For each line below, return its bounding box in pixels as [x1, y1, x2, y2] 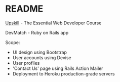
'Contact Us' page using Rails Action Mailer [12, 65, 103, 71]
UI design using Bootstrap [12, 49, 67, 55]
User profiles [12, 60, 40, 66]
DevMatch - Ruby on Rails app [5, 29, 69, 35]
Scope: [5, 39, 20, 46]
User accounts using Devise [12, 54, 72, 61]
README [5, 3, 44, 15]
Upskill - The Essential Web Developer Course [5, 20, 102, 26]
